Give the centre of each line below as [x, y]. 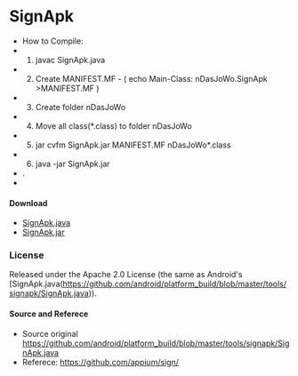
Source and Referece [49, 314]
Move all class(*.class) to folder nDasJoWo [114, 125]
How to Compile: [52, 41]
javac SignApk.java [70, 60]
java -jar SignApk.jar [72, 164]
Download [28, 203]
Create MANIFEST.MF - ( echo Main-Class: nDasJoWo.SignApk [152, 78]
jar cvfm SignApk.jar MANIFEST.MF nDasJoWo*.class [133, 145]
